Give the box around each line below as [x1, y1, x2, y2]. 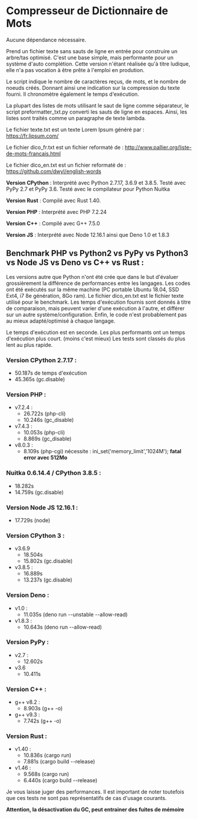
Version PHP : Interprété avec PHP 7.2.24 [6, 208, 107, 215]
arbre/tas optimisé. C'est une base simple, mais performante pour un [6, 54, 174, 61]
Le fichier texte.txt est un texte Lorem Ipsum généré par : [6, 126, 144, 133]
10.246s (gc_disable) [23, 417, 74, 424]
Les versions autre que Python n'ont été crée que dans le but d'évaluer [6, 273, 179, 280]
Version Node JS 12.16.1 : [6, 503, 78, 512]
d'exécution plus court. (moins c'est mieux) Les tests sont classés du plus [6, 335, 186, 342]
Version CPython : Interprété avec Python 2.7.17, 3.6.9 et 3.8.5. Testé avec [6, 179, 186, 186]
